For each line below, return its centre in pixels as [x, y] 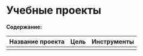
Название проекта [37, 41]
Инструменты [113, 41]
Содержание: [24, 27]
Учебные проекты [54, 10]
